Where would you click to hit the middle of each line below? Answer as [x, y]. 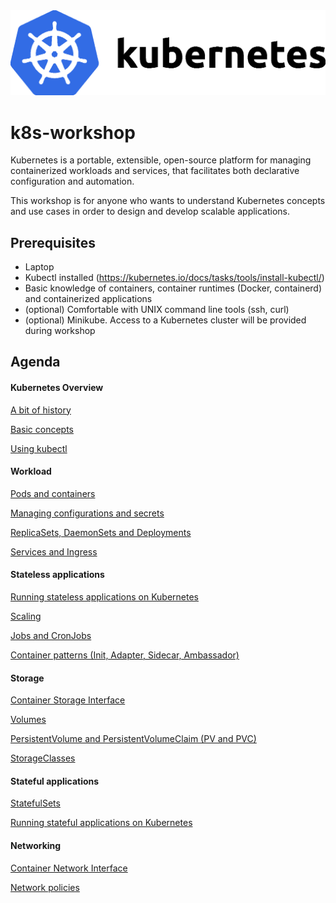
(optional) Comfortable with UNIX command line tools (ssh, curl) [157, 310]
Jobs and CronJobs [51, 636]
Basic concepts [42, 429]
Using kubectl [39, 448]
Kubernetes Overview [57, 388]
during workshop [60, 331]
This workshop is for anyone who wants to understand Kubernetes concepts [168, 201]
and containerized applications [88, 299]
